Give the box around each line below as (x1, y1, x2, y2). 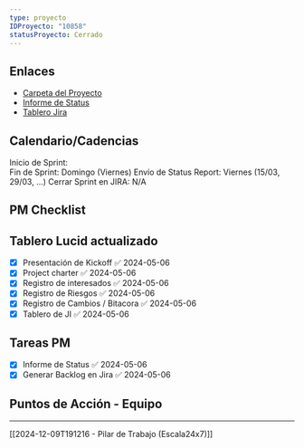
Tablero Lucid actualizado (9, 233, 158, 249)
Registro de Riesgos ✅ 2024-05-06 (22, 288, 156, 299)
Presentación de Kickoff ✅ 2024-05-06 (22, 257, 170, 268)
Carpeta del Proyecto (22, 88, 102, 99)
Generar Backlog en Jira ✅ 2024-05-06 (22, 369, 172, 380)
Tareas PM (9, 335, 71, 350)
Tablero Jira (22, 107, 68, 118)
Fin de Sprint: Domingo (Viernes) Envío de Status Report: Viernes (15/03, (9, 167, 280, 177)
